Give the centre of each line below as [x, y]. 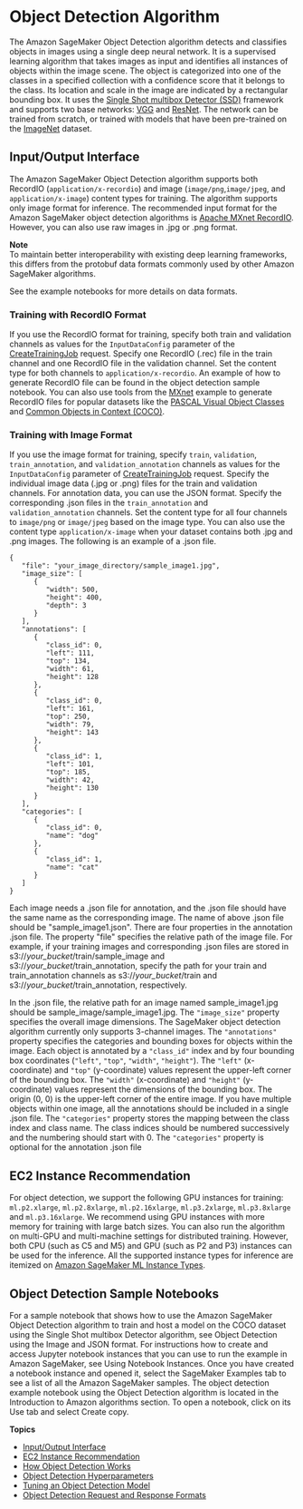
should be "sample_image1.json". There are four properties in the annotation [151, 928]
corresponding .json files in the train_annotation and [109, 503]
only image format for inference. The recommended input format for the [143, 208]
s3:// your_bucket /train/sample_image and [87, 956]
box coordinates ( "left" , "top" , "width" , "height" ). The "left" [126, 1061]
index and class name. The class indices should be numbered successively [149, 1128]
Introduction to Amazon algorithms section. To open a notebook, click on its [150, 1402]
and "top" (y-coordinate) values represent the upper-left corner [173, 1070]
